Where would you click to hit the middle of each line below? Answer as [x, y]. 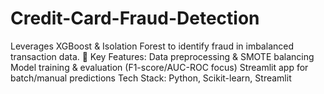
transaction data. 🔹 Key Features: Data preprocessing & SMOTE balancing [162, 56]
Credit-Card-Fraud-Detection [135, 18]
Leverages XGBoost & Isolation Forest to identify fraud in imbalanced [152, 46]
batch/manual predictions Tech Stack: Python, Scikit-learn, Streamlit [151, 78]
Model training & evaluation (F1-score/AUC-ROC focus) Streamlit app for [159, 67]
